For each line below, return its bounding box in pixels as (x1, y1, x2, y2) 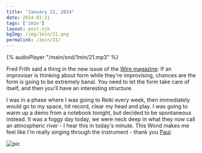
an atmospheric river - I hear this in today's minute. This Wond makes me (6, 122, 189, 129)
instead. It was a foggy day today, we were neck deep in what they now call (6, 116, 195, 123)
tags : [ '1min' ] (6, 20, 45, 26)
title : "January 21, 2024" (6, 8, 75, 15)
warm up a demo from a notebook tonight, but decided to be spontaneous (6, 109, 192, 116)
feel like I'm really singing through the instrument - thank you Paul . (6, 128, 172, 135)
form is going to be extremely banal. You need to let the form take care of (6, 78, 190, 85)
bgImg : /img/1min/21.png (6, 31, 69, 37)
